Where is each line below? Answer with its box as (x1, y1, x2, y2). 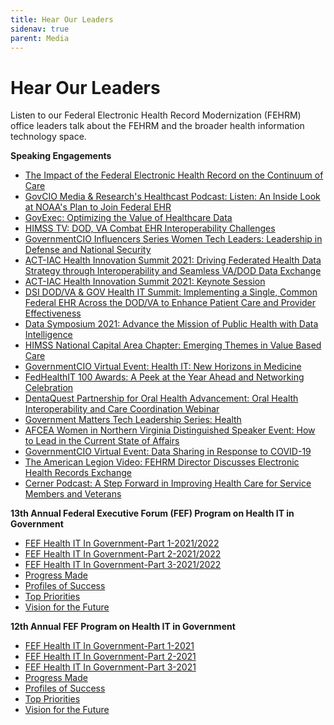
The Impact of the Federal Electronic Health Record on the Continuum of (24, 169, 324, 181)
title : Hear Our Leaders (10, 14, 114, 25)
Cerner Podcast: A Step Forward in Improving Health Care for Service (24, 477, 312, 490)
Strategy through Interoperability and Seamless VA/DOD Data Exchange (24, 265, 322, 277)
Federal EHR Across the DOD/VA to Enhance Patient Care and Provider (24, 297, 317, 309)
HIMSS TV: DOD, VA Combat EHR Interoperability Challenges (24, 222, 276, 235)
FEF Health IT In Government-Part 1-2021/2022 (24, 537, 220, 550)
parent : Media (10, 33, 70, 43)
